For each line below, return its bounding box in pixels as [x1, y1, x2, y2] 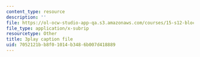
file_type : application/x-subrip [6, 25, 89, 31]
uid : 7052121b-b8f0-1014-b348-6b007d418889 [6, 42, 116, 48]
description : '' [6, 14, 46, 20]
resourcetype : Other [6, 31, 58, 37]
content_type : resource [6, 8, 65, 15]
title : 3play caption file [6, 36, 73, 42]
